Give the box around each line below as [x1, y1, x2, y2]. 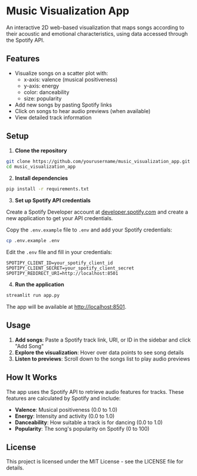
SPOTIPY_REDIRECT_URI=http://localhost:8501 [6, 271, 118, 277]
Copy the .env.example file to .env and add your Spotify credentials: [6, 226, 173, 233]
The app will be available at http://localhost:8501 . [6, 303, 127, 310]
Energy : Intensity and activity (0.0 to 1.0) [14, 412, 115, 419]
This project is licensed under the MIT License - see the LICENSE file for [6, 458, 183, 465]
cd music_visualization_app [6, 164, 76, 170]
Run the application [14, 281, 64, 288]
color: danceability [23, 88, 70, 96]
